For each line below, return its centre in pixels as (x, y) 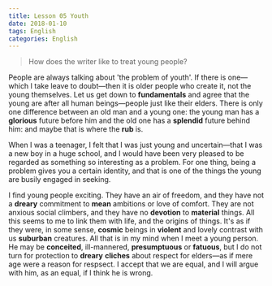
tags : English (32, 31)
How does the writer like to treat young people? (108, 62)
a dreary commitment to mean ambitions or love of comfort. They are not (131, 204)
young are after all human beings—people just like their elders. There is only (136, 103)
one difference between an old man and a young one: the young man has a (134, 112)
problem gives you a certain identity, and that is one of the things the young (135, 171)
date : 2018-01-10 (38, 24)
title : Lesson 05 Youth (49, 16)
